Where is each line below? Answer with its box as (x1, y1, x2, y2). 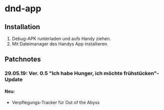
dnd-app (4, 3, 42, 14)
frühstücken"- (123, 70, 160, 77)
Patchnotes (4, 55, 41, 64)
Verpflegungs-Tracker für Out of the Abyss (11, 99, 100, 105)
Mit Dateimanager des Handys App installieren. (11, 41, 109, 47)
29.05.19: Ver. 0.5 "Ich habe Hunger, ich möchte (4, 70, 123, 77)
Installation (4, 23, 40, 31)
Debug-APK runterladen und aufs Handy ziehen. (11, 36, 111, 41)
